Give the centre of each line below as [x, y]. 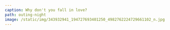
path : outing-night [26, 15]
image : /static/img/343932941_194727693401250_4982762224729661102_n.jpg [85, 19]
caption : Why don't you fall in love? [46, 10]
